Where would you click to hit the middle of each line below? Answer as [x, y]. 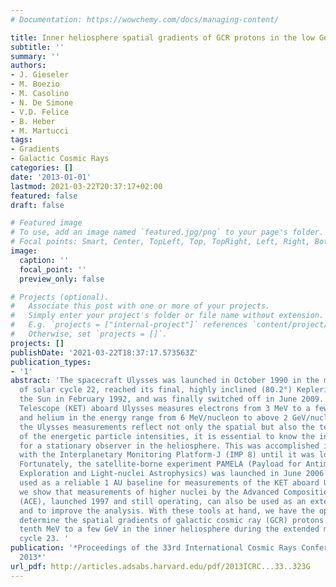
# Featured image [46, 223]
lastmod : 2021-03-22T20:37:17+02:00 [86, 186]
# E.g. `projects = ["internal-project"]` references [129, 325]
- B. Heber [33, 121]
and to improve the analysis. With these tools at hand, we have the [167, 511]
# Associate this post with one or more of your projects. [140, 306]
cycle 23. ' [44, 539]
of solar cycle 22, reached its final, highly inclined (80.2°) [156, 390]
